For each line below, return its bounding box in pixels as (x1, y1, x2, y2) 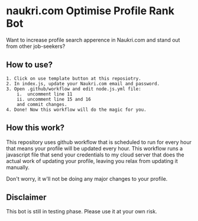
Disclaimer (6, 192, 47, 202)
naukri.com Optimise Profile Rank (6, 4, 174, 18)
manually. (6, 164, 30, 171)
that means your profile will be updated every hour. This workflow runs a (6, 145, 183, 152)
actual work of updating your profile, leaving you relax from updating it (6, 157, 178, 164)
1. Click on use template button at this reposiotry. (6, 75, 142, 81)
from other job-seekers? (6, 43, 66, 50)
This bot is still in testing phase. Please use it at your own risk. (6, 208, 158, 215)
